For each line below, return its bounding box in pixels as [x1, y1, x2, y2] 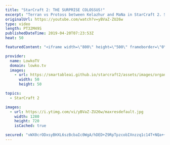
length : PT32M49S [5, 26, 42, 31]
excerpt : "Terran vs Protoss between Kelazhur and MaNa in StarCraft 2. [5, 12, 162, 17]
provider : [5, 53, 26, 58]
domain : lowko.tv [10, 63, 47, 68]
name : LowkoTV [10, 58, 39, 63]
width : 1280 [14, 114, 39, 119]
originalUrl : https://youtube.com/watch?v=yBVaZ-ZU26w [5, 17, 123, 22]
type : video [5, 21, 30, 27]
